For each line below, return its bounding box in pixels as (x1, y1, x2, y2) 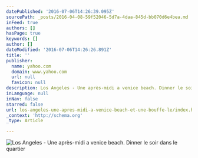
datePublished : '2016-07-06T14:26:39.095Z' (6, 8, 115, 15)
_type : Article (6, 118, 44, 124)
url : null (11, 74, 35, 80)
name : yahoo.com (11, 63, 51, 69)
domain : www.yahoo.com (11, 69, 67, 75)
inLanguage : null (6, 90, 49, 96)
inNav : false (6, 96, 38, 102)
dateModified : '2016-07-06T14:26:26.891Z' (6, 47, 112, 53)
